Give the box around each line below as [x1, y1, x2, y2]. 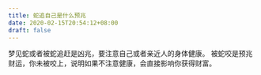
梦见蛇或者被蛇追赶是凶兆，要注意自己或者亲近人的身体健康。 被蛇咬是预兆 [8, 49, 253, 58]
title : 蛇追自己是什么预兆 [8, 11, 87, 20]
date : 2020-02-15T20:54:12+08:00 [8, 19, 119, 27]
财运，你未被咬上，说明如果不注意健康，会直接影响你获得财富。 [8, 58, 216, 68]
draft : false [8, 26, 51, 34]
